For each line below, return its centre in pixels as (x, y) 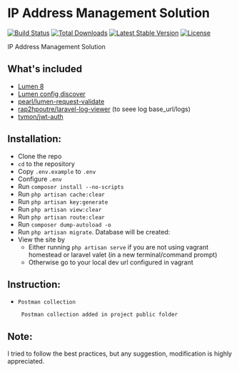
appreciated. (26, 361)
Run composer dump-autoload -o (65, 224)
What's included (45, 69)
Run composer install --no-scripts (71, 186)
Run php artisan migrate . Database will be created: (94, 232)
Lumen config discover (51, 93)
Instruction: (34, 284)
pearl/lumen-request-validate (61, 101)
